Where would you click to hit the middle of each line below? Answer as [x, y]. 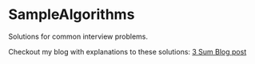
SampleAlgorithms [72, 15]
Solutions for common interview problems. [78, 36]
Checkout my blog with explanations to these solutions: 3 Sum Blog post [127, 51]
